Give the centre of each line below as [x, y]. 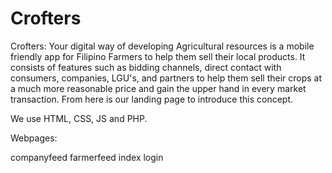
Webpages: [34, 138]
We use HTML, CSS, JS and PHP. [79, 118]
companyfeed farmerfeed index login [87, 157]
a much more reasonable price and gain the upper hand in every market [158, 88]
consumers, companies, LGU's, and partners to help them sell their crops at [166, 78]
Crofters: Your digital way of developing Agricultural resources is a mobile [162, 46]
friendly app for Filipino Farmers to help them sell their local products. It [158, 56]
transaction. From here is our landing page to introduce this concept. [152, 99]
